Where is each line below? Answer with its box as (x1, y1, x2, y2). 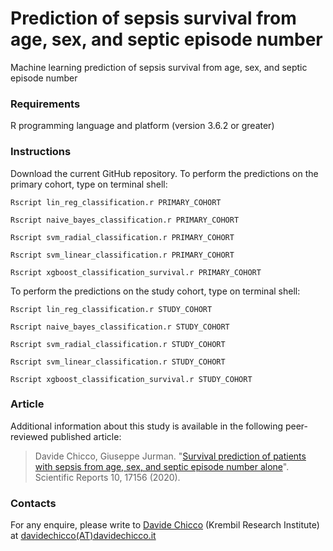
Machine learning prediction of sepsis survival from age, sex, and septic (10, 61, 308, 73)
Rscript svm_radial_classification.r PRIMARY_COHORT (10, 232, 235, 242)
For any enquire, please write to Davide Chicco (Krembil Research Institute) (10, 519, 320, 531)
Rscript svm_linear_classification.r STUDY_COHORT (10, 357, 226, 367)
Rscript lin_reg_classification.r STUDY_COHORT (10, 304, 213, 314)
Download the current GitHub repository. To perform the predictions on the (10, 167, 319, 179)
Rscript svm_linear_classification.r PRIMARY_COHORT (10, 250, 235, 260)
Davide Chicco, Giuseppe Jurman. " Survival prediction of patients (34, 450, 307, 462)
